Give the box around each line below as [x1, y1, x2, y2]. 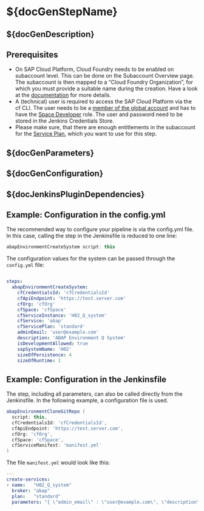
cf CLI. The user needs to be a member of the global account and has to [15, 104, 196, 112]
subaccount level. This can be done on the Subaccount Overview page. [15, 72, 194, 80]
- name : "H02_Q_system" [6, 482, 72, 488]
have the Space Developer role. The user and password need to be [15, 111, 183, 118]
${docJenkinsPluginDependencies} [6, 189, 145, 199]
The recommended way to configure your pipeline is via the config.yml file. [6, 226, 194, 233]
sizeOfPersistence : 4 [17, 351, 72, 358]
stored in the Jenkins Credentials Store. [15, 117, 114, 124]
